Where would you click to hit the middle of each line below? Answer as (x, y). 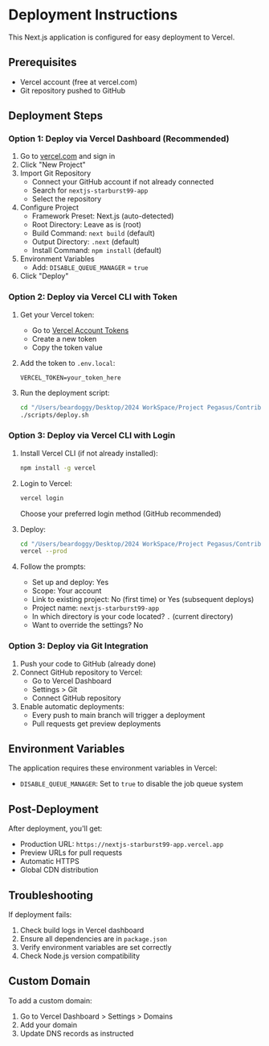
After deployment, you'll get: (55, 828)
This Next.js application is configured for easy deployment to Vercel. (122, 37)
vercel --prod (43, 551)
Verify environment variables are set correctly (96, 948)
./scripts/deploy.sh (54, 415)
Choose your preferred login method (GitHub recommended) (120, 513)
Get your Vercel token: (57, 314)
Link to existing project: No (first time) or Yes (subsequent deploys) (143, 600)
